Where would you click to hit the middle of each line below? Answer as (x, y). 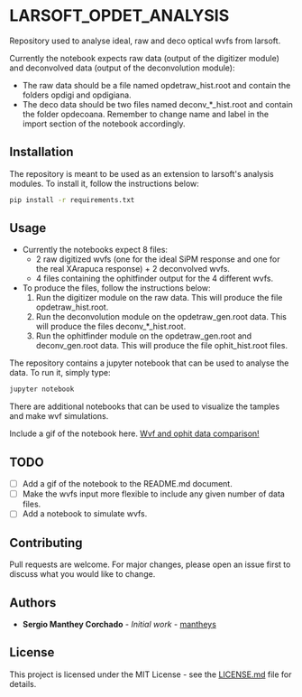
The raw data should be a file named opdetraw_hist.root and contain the (156, 85)
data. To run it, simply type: (60, 373)
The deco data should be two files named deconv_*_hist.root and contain (157, 104)
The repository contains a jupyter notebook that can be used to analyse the (149, 363)
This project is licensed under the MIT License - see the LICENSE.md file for (151, 674)
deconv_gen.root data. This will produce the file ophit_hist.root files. (162, 346)
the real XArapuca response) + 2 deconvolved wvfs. (133, 269)
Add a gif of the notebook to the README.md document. (127, 484)
